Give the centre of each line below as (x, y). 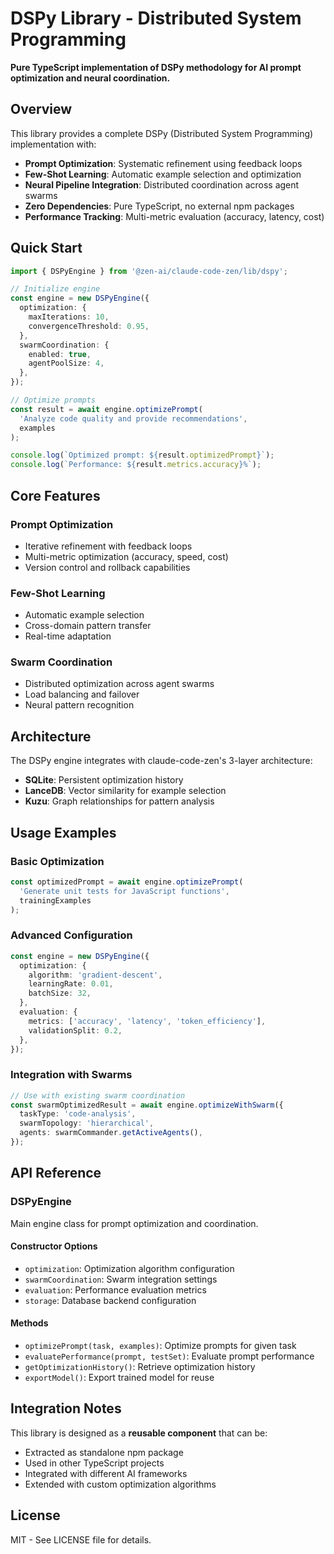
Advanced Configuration (71, 935)
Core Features (55, 495)
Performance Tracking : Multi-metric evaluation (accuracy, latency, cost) (174, 216)
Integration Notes (66, 1408)
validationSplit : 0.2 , (75, 1030)
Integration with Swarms (71, 1075)
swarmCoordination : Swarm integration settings (121, 1279)
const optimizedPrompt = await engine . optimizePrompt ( (127, 882)
